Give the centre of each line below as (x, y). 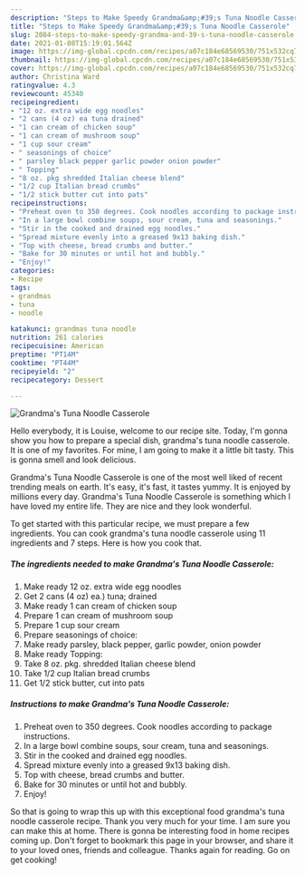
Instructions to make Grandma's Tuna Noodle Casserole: (120, 704)
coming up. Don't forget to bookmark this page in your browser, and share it (152, 840)
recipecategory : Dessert (57, 380)
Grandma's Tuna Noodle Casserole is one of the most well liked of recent (147, 478)
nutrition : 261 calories (57, 338)
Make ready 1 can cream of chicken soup (100, 606)
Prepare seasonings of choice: (81, 635)
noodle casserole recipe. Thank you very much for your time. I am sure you (150, 821)
